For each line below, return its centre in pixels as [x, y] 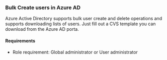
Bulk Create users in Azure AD [43, 8]
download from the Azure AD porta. [42, 29]
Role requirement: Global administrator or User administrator [75, 52]
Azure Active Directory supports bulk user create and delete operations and [84, 19]
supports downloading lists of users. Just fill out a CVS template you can [80, 24]
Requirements [20, 41]
